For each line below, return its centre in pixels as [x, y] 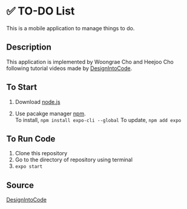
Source [20, 185]
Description [29, 47]
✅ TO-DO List [41, 11]
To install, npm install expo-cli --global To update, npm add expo [98, 120]
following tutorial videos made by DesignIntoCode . [69, 68]
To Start [22, 87]
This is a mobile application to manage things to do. [71, 28]
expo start [29, 167]
